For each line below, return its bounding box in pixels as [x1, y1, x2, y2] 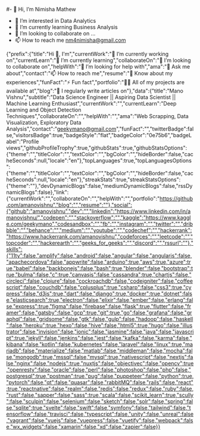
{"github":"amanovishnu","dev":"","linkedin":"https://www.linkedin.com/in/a [6, 208, 191, 215]
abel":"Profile [6, 138, 39, 145]
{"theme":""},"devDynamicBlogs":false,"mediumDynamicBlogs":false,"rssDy [6, 183, 193, 189]
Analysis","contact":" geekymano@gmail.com [6, 125, 117, 132]
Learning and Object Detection [6, 106, 82, 113]
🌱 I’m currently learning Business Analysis [14, 24, 118, 30]
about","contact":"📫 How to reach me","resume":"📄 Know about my [6, 70, 173, 77]
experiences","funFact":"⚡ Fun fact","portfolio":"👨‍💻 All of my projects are [6, 79, 185, 86]
